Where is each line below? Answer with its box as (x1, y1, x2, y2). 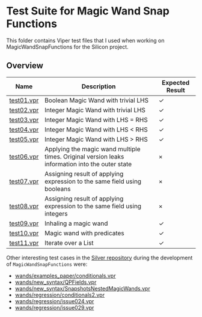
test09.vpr (9, 219, 39, 228)
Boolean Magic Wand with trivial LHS (44, 96, 149, 104)
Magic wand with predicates (44, 229, 124, 237)
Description (81, 82, 116, 91)
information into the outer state (44, 160, 132, 168)
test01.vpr (9, 96, 39, 104)
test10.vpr (9, 229, 39, 237)
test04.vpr (9, 125, 39, 133)
